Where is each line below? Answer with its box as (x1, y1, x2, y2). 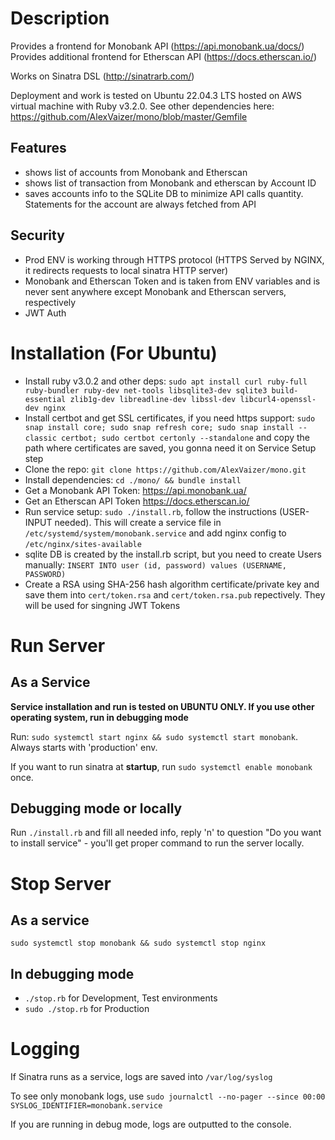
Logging (10, 1038, 81, 1061)
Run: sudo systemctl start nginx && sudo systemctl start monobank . (10, 730, 298, 742)
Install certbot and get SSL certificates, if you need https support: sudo (24, 412, 316, 424)
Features (10, 140, 67, 157)
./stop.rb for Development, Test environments (24, 992, 218, 1004)
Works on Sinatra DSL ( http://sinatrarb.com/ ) (10, 70, 195, 82)
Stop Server (10, 872, 112, 895)
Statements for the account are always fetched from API (24, 198, 257, 210)
